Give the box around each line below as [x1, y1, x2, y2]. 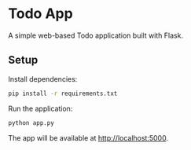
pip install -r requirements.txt [8, 90, 118, 97]
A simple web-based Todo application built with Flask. [8, 31, 183, 40]
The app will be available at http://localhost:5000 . [8, 133, 169, 142]
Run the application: [8, 104, 73, 113]
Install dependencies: [8, 74, 78, 83]
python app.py [8, 119, 55, 126]
